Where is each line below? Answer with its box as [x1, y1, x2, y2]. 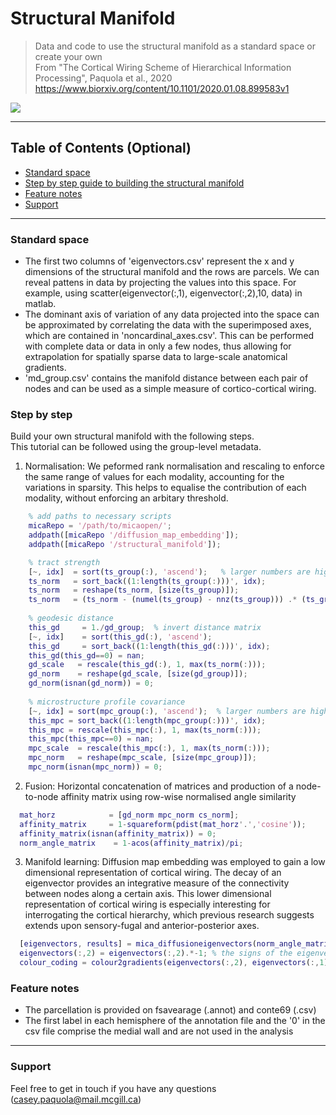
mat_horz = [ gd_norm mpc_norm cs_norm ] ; [19, 810, 240, 820]
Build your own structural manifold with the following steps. [10, 430, 255, 442]
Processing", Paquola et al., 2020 [34, 72, 173, 84]
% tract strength [28, 557, 101, 567]
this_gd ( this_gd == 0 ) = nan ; [28, 650, 145, 661]
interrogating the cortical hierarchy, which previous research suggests [24, 909, 315, 921]
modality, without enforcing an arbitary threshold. [24, 492, 229, 504]
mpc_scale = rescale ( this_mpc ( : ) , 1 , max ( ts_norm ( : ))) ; [28, 743, 271, 754]
